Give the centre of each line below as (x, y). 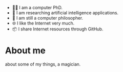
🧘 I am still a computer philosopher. (48, 18)
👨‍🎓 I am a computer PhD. (37, 8)
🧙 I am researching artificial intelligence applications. (65, 13)
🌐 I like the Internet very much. (43, 23)
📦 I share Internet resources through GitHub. (58, 29)
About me (25, 51)
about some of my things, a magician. (43, 64)
